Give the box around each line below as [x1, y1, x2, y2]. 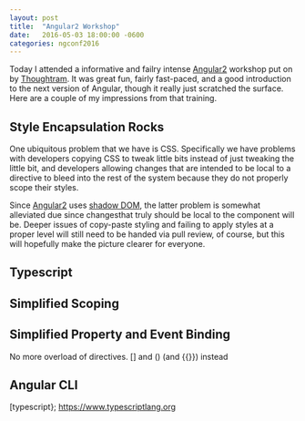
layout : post [9, 13, 59, 23]
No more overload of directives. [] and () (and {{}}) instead [9, 351, 229, 362]
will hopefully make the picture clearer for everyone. [9, 239, 206, 250]
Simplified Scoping [9, 295, 120, 311]
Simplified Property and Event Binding [9, 327, 230, 343]
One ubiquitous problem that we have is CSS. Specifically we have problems [9, 143, 296, 155]
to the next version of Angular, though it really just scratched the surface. [9, 83, 284, 94]
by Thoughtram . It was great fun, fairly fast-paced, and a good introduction [9, 74, 291, 85]
